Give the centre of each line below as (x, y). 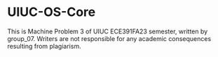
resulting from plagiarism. (45, 46)
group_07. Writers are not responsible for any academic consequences (109, 38)
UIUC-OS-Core (52, 12)
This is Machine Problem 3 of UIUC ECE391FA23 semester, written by (108, 31)
